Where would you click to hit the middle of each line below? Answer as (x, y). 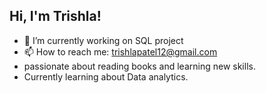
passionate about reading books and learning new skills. (139, 66)
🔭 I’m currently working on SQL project (103, 40)
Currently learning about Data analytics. (106, 76)
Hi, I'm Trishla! (55, 16)
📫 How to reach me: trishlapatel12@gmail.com (120, 51)
